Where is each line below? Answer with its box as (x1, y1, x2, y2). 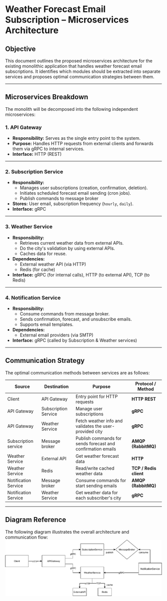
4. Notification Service (5, 294, 61, 301)
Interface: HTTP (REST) (12, 151, 62, 157)
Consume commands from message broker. (19, 311, 110, 316)
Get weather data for (75, 490, 118, 496)
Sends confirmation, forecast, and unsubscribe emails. (19, 316, 132, 322)
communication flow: (5, 534, 48, 540)
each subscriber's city (75, 495, 121, 501)
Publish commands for (75, 435, 122, 441)
